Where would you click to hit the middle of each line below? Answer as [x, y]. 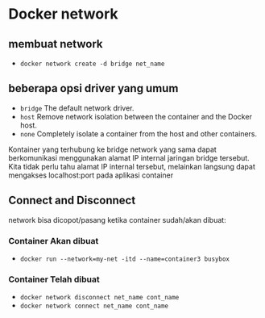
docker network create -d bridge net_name [92, 64]
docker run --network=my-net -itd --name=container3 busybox [125, 259]
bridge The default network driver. [77, 108]
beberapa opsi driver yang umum [93, 88]
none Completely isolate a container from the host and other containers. [139, 133]
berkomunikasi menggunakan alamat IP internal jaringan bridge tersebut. [129, 157]
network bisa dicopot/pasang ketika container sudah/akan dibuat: [118, 220]
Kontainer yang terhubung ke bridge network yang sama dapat [113, 149]
